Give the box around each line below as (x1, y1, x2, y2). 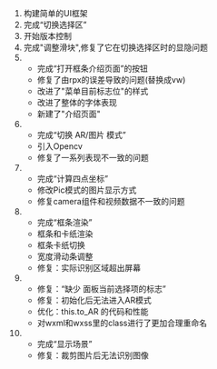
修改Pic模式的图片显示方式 (36, 184, 137, 195)
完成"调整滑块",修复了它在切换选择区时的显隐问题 (23, 42, 208, 53)
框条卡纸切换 (36, 240, 85, 250)
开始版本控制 (23, 31, 72, 41)
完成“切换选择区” (23, 19, 87, 30)
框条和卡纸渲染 (36, 228, 94, 239)
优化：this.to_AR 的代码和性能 (36, 306, 149, 316)
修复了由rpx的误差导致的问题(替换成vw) (36, 75, 186, 85)
